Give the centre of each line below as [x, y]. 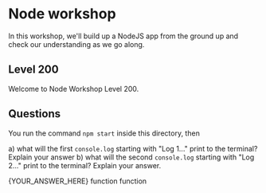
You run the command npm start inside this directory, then [104, 133]
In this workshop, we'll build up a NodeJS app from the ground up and [123, 36]
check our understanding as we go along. [76, 44]
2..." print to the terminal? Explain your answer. [85, 165]
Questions [35, 114]
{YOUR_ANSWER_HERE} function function [78, 181]
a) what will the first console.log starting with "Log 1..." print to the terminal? [133, 148]
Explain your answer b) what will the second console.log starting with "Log [131, 157]
